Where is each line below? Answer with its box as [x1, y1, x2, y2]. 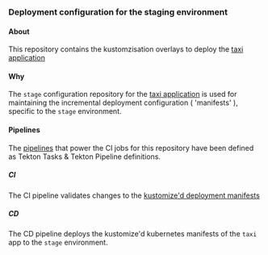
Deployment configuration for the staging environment [8, 6, 228, 18]
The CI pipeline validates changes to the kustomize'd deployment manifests [8, 190, 260, 200]
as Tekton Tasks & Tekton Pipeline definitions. [8, 152, 161, 161]
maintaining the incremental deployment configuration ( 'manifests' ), [8, 98, 238, 107]
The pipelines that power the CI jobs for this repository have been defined [8, 143, 254, 153]
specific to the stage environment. [8, 107, 123, 116]
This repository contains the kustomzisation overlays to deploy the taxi [8, 44, 244, 54]
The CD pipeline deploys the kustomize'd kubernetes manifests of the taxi [8, 229, 257, 239]
